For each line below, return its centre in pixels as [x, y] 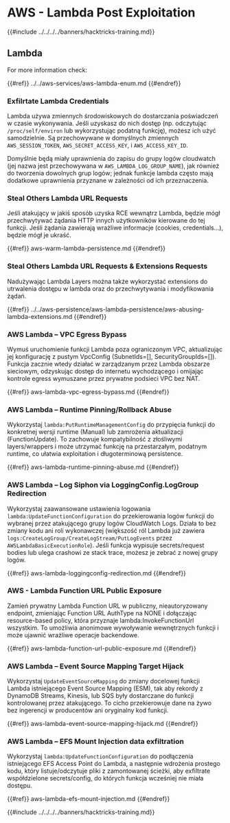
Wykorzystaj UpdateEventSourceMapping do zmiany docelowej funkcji [104, 681]
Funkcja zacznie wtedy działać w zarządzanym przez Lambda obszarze [109, 364]
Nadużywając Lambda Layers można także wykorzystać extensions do [107, 281]
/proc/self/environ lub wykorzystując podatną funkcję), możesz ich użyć [112, 131]
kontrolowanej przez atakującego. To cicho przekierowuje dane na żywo [109, 703]
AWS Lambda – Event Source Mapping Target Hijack [95, 666]
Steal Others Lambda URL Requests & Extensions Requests [107, 266]
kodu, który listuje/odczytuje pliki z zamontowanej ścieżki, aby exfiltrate [109, 771]
